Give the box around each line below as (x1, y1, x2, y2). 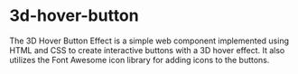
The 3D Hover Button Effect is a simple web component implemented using (9, 35, 290, 46)
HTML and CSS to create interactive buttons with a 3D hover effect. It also (9, 44, 285, 55)
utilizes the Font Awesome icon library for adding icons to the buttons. (9, 54, 270, 65)
